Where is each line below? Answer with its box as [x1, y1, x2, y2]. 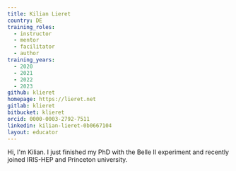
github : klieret [7, 89, 55, 96]
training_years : [7, 57, 55, 64]
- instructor [13, 30, 52, 37]
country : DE [7, 17, 42, 24]
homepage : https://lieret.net [7, 96, 97, 103]
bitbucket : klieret [7, 109, 65, 116]
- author [13, 50, 40, 57]
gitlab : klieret [7, 102, 55, 110]
